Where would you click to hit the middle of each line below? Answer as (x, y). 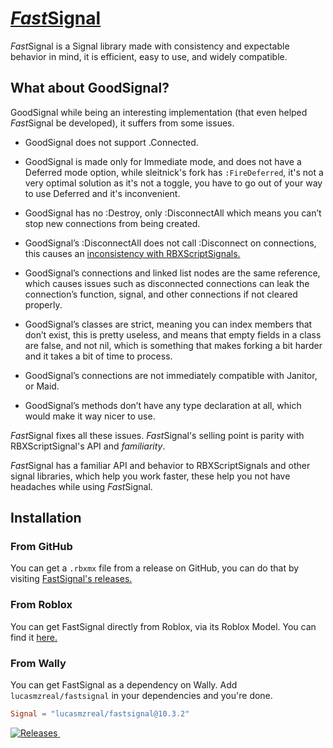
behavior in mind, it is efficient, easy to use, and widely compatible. (149, 56)
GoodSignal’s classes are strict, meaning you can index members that (168, 324)
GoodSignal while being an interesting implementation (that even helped (159, 112)
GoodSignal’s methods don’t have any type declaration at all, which (163, 405)
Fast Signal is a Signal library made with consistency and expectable (150, 46)
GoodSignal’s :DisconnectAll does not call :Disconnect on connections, (170, 243)
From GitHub (41, 547)
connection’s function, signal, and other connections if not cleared (161, 294)
